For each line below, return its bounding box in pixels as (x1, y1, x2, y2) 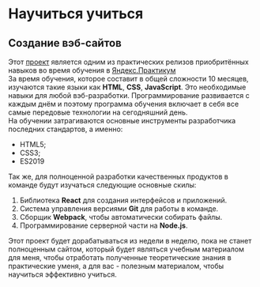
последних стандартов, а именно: (8, 124, 123, 134)
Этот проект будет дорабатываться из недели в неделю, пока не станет (8, 236, 252, 245)
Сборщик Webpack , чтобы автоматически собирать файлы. (19, 213, 223, 221)
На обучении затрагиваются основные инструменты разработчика (8, 116, 236, 125)
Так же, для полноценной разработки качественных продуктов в (8, 172, 229, 181)
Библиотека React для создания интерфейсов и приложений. (19, 195, 228, 205)
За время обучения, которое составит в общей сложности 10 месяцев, (8, 74, 249, 83)
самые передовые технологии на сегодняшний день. (8, 108, 188, 117)
